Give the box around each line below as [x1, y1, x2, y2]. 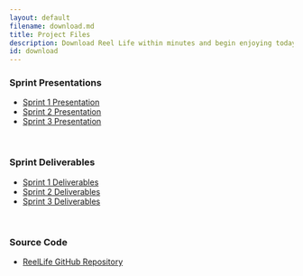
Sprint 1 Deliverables [22, 177, 99, 188]
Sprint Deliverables [9, 156, 96, 169]
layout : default [9, 13, 70, 23]
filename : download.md [9, 22, 95, 31]
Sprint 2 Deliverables [22, 186, 101, 197]
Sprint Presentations [9, 77, 102, 89]
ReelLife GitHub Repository [22, 256, 124, 267]
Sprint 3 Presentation [22, 116, 102, 127]
